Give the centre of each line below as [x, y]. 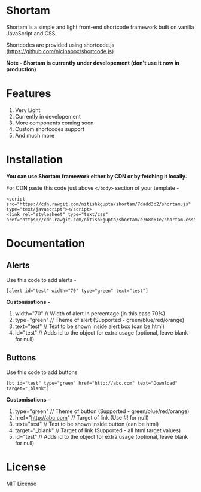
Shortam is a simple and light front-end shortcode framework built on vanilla [100, 27]
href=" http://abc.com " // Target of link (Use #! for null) [82, 417]
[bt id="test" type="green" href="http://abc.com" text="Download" [92, 383]
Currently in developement [48, 116]
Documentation [46, 244]
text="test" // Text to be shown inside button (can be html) [87, 424]
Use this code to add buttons [42, 372]
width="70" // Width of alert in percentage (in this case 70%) [90, 313]
